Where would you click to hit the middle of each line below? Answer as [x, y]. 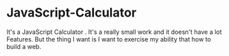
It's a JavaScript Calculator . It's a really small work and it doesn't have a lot [114, 32]
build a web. [24, 46]
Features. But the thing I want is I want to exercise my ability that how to [109, 39]
